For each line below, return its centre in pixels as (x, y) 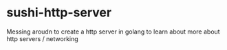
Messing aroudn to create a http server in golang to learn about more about (113, 32)
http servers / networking (42, 38)
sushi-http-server (59, 13)
